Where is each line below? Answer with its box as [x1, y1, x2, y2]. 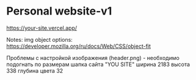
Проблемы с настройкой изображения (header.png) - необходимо [6, 54, 180, 61]
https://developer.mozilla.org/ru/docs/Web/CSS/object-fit [6, 42, 151, 50]
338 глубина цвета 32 [6, 67, 64, 74]
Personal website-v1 [6, 4, 112, 18]
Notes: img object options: [6, 36, 73, 43]
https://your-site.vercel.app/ [6, 24, 78, 32]
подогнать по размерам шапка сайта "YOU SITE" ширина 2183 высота [6, 61, 191, 68]
